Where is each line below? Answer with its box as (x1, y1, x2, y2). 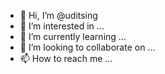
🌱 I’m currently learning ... (19, 31, 127, 42)
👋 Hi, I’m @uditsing (19, 10, 98, 21)
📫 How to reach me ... (19, 53, 113, 64)
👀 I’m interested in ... (19, 20, 105, 32)
